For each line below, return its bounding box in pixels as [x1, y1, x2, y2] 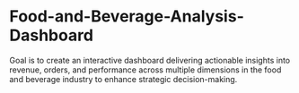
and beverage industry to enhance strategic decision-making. [9, 73, 238, 84]
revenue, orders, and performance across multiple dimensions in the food [9, 64, 282, 75]
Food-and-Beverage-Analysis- [9, 6, 244, 27]
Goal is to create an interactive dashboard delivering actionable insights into [9, 55, 291, 65]
